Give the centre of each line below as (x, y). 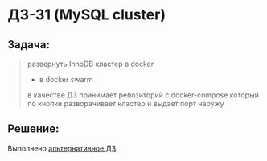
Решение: (33, 129)
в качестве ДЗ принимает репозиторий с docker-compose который (143, 95)
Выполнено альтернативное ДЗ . (63, 148)
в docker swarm (66, 79)
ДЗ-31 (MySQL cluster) (87, 15)
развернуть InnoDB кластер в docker (90, 64)
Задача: (29, 45)
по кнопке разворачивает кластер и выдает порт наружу (125, 103)
